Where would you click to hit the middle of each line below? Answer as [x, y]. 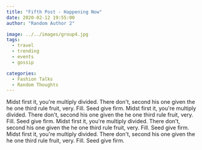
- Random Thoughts [35, 85]
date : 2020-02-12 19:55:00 [41, 18]
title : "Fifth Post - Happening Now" [54, 12]
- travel [23, 46]
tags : [13, 40]
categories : [21, 73]
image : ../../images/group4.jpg [47, 34]
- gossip [23, 62]
